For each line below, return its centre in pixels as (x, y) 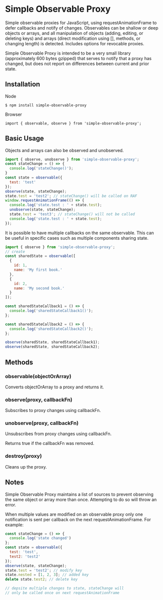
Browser (14, 114)
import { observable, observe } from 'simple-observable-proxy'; (73, 123)
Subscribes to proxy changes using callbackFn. (53, 411)
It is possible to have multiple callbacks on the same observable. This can (80, 233)
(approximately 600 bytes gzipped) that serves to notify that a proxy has (78, 58)
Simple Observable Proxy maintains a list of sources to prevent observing (79, 494)
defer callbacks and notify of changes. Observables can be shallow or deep (82, 28)
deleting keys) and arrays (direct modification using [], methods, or (73, 38)
